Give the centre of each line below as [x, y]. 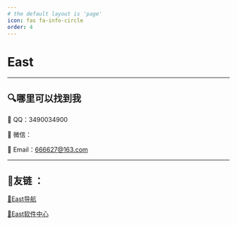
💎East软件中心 [28, 214]
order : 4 [20, 27]
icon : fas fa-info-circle [45, 20]
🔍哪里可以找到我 [44, 98]
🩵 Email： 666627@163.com [48, 150]
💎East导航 [22, 199]
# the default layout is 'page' [55, 14]
